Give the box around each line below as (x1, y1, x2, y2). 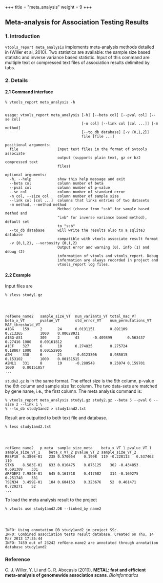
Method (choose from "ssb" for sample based (57, 206, 150, 211)
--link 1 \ (20, 402, 42, 407)
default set (5, 219, 29, 224)
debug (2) (5, 249, 25, 254)
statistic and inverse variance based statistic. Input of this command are (5, 54, 150, 60)
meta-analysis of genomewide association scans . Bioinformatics (5, 572, 139, 578)
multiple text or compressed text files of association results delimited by (5, 60, 150, 65)
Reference (5, 556, 30, 563)
